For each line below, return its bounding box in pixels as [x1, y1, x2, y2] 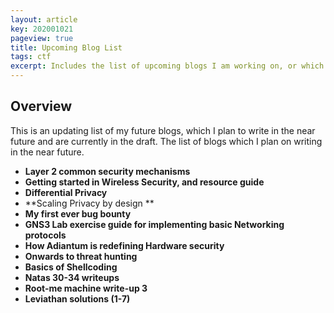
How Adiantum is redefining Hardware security [24, 239, 225, 251]
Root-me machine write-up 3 [24, 282, 148, 294]
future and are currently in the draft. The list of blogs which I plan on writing [10, 135, 323, 147]
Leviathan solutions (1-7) [24, 292, 131, 305]
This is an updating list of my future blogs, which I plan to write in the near [10, 124, 316, 136]
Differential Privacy [24, 186, 108, 198]
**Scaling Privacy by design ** [24, 197, 155, 209]
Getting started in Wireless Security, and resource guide [24, 176, 265, 188]
